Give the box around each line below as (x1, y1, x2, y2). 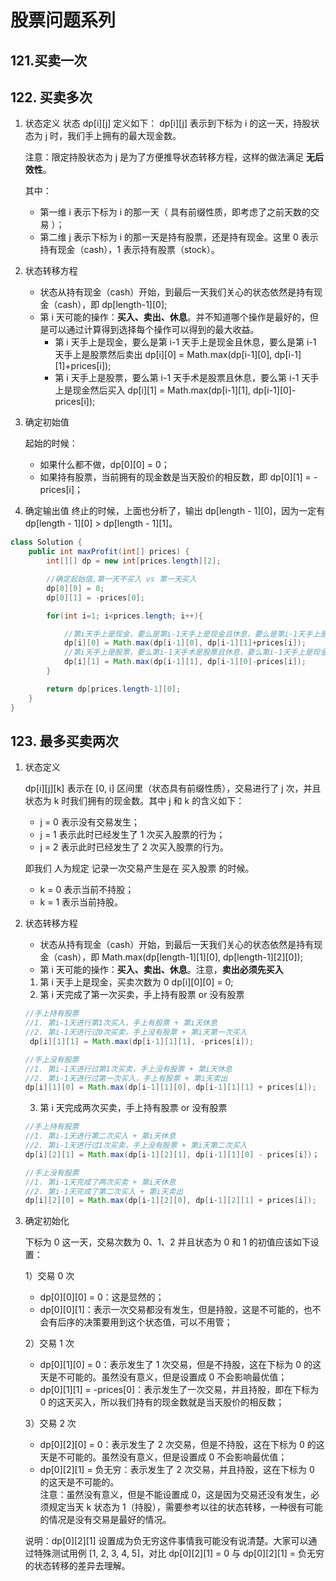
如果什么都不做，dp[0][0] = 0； (39, 459, 170, 471)
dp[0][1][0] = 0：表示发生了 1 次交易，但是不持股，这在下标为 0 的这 (39, 1359, 322, 1371)
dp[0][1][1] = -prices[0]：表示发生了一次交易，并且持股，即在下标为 (39, 1384, 320, 1396)
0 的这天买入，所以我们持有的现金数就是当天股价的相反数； (39, 1396, 285, 1408)
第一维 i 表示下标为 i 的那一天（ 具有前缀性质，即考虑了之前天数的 (39, 206, 312, 218)
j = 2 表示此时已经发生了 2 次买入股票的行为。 (39, 841, 230, 853)
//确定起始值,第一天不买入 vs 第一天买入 (46, 574, 197, 585)
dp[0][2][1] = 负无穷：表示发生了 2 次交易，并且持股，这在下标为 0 (39, 1464, 315, 1476)
